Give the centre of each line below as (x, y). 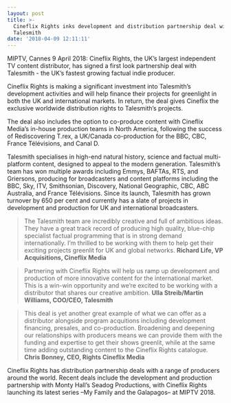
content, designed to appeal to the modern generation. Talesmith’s (126, 164)
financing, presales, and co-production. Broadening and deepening (119, 328)
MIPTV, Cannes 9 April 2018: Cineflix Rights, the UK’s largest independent (111, 58)
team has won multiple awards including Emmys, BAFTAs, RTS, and (103, 172)
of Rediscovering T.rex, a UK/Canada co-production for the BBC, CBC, (107, 136)
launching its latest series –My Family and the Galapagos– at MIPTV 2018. (111, 393)
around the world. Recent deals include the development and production (110, 378)
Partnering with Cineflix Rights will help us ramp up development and (122, 271)
